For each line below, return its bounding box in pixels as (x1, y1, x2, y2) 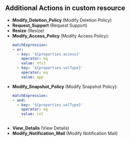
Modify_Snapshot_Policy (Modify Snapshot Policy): (12, 84, 118, 90)
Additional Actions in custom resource (5, 4, 126, 12)
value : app (21, 74, 44, 80)
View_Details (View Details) (12, 125, 69, 131)
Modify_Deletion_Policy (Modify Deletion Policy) (12, 17, 112, 23)
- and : (12, 97, 26, 103)
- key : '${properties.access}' (17, 51, 81, 56)
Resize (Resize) (12, 27, 44, 34)
